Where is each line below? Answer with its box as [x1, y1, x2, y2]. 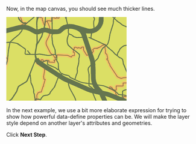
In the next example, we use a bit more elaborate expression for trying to [6, 107, 187, 113]
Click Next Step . [6, 131, 47, 138]
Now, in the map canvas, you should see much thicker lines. [6, 5, 155, 12]
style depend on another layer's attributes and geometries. [6, 119, 153, 127]
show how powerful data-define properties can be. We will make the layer [6, 113, 190, 120]
